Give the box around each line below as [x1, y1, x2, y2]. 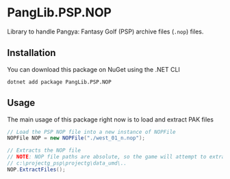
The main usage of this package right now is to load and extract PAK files [7, 115, 214, 124]
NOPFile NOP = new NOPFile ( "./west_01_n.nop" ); [7, 135, 146, 141]
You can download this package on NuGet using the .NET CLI [7, 65, 180, 73]
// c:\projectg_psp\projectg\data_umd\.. [7, 160, 127, 167]
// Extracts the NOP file [7, 147, 81, 154]
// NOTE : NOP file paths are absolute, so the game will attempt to [7, 154, 207, 161]
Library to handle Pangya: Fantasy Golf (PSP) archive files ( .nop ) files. [7, 27, 204, 36]
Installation [7, 47, 56, 59]
